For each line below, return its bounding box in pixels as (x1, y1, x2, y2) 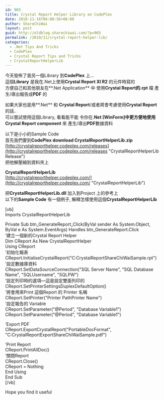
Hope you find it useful (5, 389, 52, 395)
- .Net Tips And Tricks (9, 44, 59, 49)
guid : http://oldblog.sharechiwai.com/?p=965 (5, 30, 101, 35)
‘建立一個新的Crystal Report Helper (5, 233, 77, 239)
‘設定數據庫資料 (5, 261, 37, 267)
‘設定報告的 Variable (5, 301, 46, 307)
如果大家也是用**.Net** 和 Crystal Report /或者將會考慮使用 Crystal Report (5, 102, 158, 108)
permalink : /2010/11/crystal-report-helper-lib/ (5, 35, 108, 40)
